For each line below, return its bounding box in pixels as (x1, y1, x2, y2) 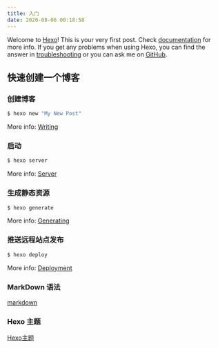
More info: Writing (7, 123, 59, 131)
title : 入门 (7, 10, 39, 17)
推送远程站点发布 (7, 235, 64, 245)
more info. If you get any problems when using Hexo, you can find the (7, 43, 206, 51)
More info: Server (7, 170, 57, 178)
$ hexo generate (7, 204, 54, 211)
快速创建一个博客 (7, 72, 80, 83)
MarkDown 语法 (7, 282, 61, 291)
